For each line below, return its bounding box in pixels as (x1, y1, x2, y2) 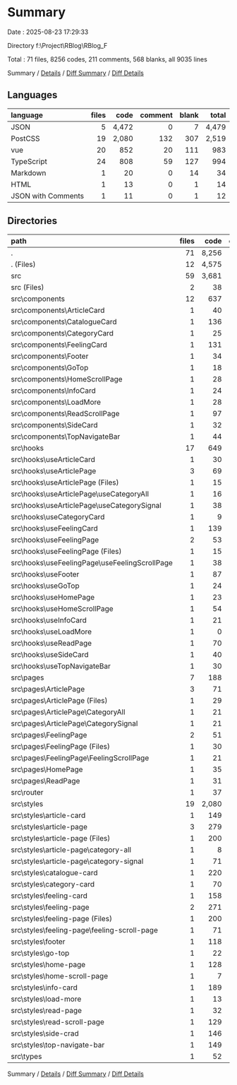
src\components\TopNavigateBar (11, 432, 121, 441)
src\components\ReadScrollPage (11, 408, 120, 418)
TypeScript (11, 156, 47, 166)
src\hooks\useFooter (11, 569, 80, 579)
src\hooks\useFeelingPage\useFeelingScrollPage (11, 557, 173, 567)
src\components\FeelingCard (11, 340, 107, 350)
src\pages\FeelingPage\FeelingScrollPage (11, 753, 150, 763)
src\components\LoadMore (11, 397, 101, 407)
